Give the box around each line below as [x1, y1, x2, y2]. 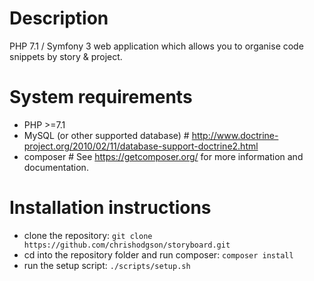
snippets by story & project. [9, 50, 123, 62]
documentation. [23, 161, 89, 173]
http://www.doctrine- [191, 129, 279, 141]
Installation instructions [9, 197, 212, 219]
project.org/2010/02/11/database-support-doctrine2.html [23, 140, 259, 152]
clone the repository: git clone [23, 229, 153, 241]
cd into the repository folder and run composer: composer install [23, 248, 294, 261]
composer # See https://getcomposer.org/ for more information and [23, 150, 304, 162]
